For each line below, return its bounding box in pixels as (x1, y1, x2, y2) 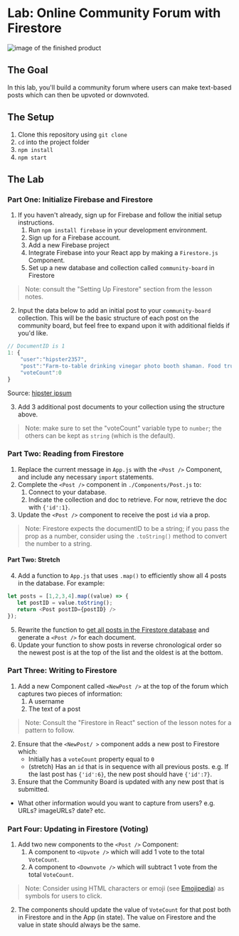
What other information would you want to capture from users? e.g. (17, 798, 216, 807)
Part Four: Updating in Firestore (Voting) (7, 824, 149, 834)
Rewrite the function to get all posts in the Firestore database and (17, 625, 210, 634)
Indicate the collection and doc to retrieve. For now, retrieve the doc (28, 495, 228, 504)
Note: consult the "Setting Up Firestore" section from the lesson (24, 285, 213, 294)
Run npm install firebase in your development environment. (28, 226, 208, 235)
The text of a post (28, 704, 80, 713)
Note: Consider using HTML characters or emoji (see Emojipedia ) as (24, 884, 225, 893)
